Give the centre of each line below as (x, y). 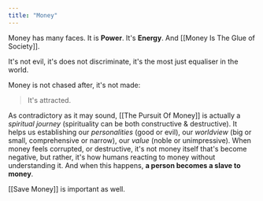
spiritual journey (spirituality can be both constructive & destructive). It (123, 123)
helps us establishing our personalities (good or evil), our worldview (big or (130, 132)
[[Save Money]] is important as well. (67, 188)
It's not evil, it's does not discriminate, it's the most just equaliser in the (123, 61)
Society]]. (24, 46)
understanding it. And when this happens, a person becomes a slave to (125, 165)
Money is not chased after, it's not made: (74, 85)
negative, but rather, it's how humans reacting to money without (112, 157)
